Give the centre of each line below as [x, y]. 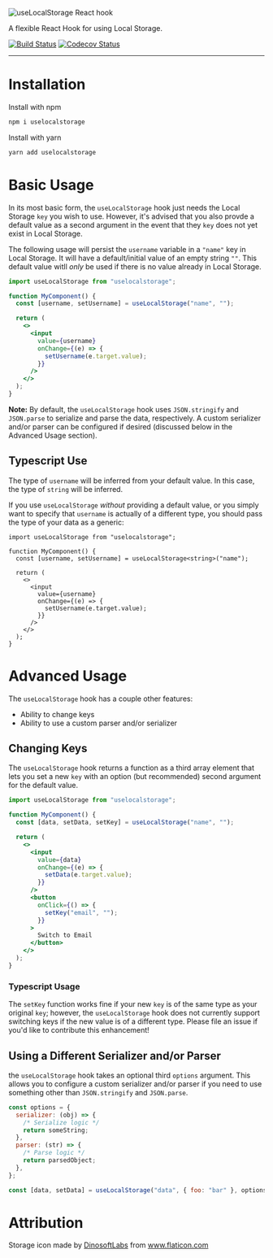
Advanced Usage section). [53, 435]
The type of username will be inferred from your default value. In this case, [132, 481]
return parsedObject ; [59, 1160]
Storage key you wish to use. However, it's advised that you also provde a [131, 216]
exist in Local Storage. [45, 233]
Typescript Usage [44, 986]
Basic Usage [51, 185]
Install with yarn [35, 137]
